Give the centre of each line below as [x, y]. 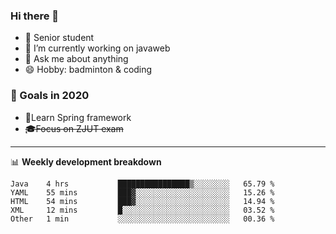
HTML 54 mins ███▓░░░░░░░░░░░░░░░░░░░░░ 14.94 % [142, 201]
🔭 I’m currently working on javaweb [97, 48]
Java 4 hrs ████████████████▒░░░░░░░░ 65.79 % [142, 184]
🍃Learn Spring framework [78, 117]
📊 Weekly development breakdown [86, 161]
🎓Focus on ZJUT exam [74, 128]
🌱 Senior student [59, 38]
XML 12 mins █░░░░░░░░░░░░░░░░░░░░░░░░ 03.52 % [142, 210]
